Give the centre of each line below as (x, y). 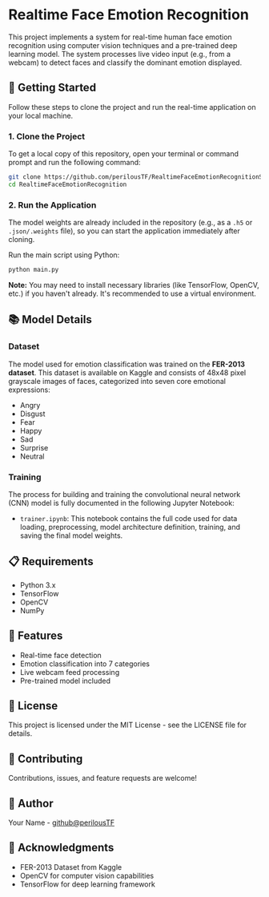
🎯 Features (36, 636)
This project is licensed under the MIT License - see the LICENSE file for (127, 725)
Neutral (32, 456)
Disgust (32, 414)
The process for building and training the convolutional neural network (124, 494)
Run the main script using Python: (64, 255)
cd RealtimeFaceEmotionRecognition (68, 184)
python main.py (34, 270)
